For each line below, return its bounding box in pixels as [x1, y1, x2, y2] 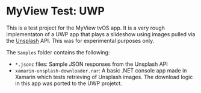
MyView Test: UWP [6, 4, 105, 18]
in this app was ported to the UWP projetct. [14, 80, 122, 87]
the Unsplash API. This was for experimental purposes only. [6, 37, 155, 44]
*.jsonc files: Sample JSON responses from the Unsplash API [14, 60, 169, 68]
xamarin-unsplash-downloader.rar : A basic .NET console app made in [14, 66, 187, 74]
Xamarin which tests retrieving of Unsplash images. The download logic [14, 73, 193, 80]
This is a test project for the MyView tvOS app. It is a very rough [6, 24, 165, 31]
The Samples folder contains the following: [6, 48, 110, 56]
